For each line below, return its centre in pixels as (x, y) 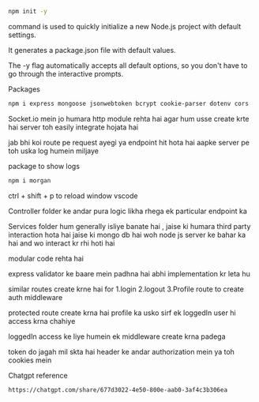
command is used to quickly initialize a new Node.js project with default (125, 26)
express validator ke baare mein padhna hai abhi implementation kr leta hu (129, 273)
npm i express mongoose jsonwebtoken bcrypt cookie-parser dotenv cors (128, 103)
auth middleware (36, 297)
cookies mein (30, 360)
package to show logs (44, 166)
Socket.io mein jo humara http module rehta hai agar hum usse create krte (129, 118)
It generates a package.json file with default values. (92, 50)
